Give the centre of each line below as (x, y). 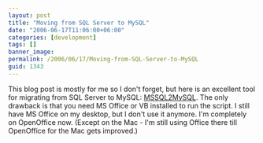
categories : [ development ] (52, 37)
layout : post (30, 15)
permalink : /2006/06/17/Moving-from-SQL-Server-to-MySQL (104, 60)
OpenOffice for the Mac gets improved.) (73, 130)
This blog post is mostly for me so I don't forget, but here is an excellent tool (132, 89)
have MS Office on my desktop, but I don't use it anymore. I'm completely (128, 114)
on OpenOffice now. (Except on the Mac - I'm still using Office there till (123, 122)
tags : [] (22, 45)
